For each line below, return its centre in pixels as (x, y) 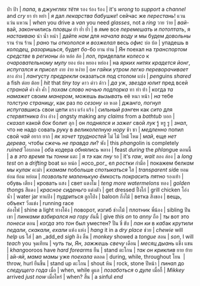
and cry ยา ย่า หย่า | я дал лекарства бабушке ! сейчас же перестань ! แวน (96, 16)
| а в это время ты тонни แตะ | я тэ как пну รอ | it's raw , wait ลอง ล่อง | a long (99, 156)
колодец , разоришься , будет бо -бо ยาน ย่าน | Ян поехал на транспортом (97, 49)
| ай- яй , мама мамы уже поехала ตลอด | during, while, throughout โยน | (96, 257)
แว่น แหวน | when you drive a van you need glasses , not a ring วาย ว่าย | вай (97, 23)
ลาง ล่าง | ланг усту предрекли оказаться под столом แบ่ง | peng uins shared (99, 76)
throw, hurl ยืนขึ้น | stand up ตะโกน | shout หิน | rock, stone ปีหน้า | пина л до (96, 263)
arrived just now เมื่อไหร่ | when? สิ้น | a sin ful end (65, 277)
